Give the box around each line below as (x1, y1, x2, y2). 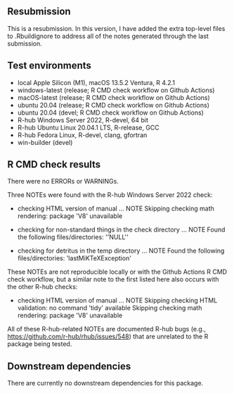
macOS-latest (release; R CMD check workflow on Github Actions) (17, 93, 211, 101)
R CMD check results (7, 158, 101, 171)
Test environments (7, 60, 91, 72)
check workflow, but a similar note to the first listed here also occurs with (7, 275, 219, 284)
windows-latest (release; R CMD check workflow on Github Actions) (17, 86, 215, 94)
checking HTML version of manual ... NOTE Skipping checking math (17, 204, 214, 213)
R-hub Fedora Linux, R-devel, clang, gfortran (17, 130, 148, 139)
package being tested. (7, 340, 72, 348)
